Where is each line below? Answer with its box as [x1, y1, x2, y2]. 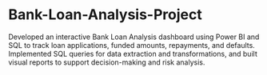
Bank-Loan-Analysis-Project [8, 6, 202, 24]
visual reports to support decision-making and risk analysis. [8, 57, 205, 67]
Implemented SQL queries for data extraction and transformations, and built [8, 49, 257, 58]
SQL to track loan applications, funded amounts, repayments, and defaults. [8, 40, 256, 49]
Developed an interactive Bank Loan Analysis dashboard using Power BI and [8, 32, 260, 41]
